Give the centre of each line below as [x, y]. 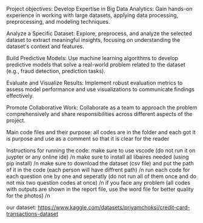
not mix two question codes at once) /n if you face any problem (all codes [98, 183]
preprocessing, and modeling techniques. [58, 22]
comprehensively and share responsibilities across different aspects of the [99, 114]
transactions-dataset [32, 214]
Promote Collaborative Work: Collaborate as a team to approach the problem [102, 108]
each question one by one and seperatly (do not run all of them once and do [101, 176]
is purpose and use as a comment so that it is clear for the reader [88, 139]
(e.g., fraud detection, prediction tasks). [56, 71]
